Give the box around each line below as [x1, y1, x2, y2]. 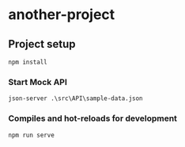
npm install [8, 58, 47, 66]
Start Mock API [8, 76, 67, 87]
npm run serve [8, 131, 55, 139]
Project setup [8, 37, 77, 51]
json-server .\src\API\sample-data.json [8, 95, 144, 103]
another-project [8, 6, 115, 24]
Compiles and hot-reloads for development [8, 113, 178, 124]
